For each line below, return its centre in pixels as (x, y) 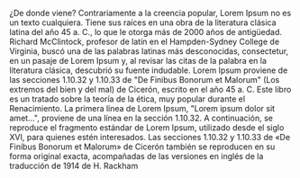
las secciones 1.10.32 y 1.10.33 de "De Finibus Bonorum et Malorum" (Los (145, 80)
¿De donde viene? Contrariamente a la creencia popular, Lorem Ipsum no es (150, 13)
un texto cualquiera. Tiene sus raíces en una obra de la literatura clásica (143, 22)
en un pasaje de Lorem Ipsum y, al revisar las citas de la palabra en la (138, 61)
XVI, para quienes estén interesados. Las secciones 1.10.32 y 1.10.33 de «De (150, 137)
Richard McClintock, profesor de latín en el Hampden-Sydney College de (145, 41)
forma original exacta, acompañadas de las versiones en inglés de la (136, 156)
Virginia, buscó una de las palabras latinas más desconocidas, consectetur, (149, 51)
